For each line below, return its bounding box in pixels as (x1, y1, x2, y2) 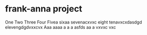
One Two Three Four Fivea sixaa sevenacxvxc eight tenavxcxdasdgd (5, 19, 142, 25)
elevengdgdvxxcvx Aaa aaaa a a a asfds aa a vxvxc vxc (5, 24, 116, 30)
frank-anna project (5, 3, 82, 14)
